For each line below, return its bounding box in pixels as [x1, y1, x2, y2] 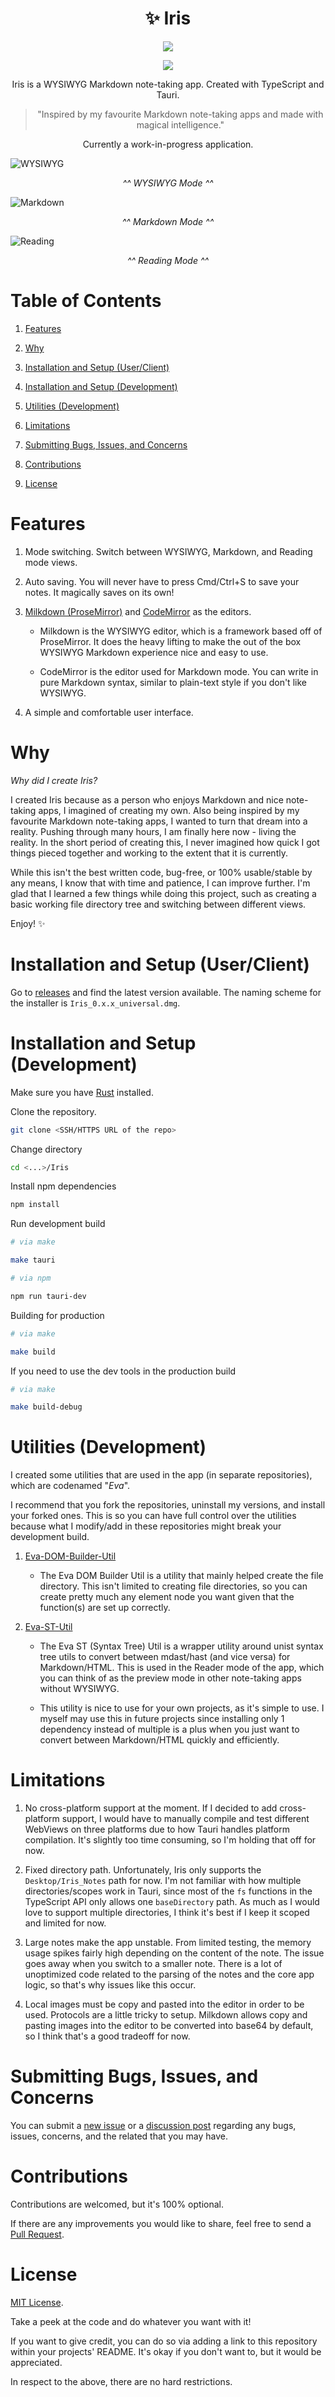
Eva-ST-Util [24, 1621, 73, 1633]
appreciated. [10, 2356, 63, 2368]
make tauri [10, 1255, 56, 1266]
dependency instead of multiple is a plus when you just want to [39, 1723, 300, 1736]
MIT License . [10, 2296, 64, 2308]
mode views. [24, 556, 78, 568]
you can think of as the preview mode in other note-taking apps [39, 1672, 302, 1684]
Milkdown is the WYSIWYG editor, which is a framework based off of [39, 625, 323, 637]
